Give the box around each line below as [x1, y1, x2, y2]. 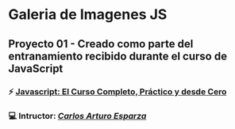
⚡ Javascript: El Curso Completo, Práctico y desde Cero [8, 85, 227, 97]
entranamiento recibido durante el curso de [8, 49, 228, 63]
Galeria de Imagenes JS [8, 6, 168, 24]
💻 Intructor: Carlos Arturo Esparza [8, 111, 147, 122]
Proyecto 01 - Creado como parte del [8, 37, 194, 51]
